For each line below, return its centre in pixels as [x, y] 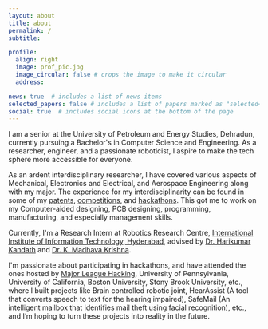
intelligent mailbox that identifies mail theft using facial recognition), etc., [128, 307]
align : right [37, 60]
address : [30, 82]
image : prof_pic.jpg [49, 67]
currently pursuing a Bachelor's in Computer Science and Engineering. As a [132, 143]
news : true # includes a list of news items [85, 97]
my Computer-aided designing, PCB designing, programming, [110, 209]
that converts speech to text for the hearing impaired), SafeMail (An [119, 299]
